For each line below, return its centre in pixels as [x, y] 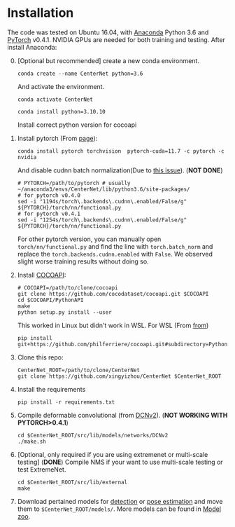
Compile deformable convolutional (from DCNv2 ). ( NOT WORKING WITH [122, 415]
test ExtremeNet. [42, 469]
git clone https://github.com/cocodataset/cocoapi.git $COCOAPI [113, 294]
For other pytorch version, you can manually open [89, 239]
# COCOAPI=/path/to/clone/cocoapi [67, 288]
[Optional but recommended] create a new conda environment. [108, 60]
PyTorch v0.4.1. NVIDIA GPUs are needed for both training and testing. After [116, 39]
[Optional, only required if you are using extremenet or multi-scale [113, 454]
